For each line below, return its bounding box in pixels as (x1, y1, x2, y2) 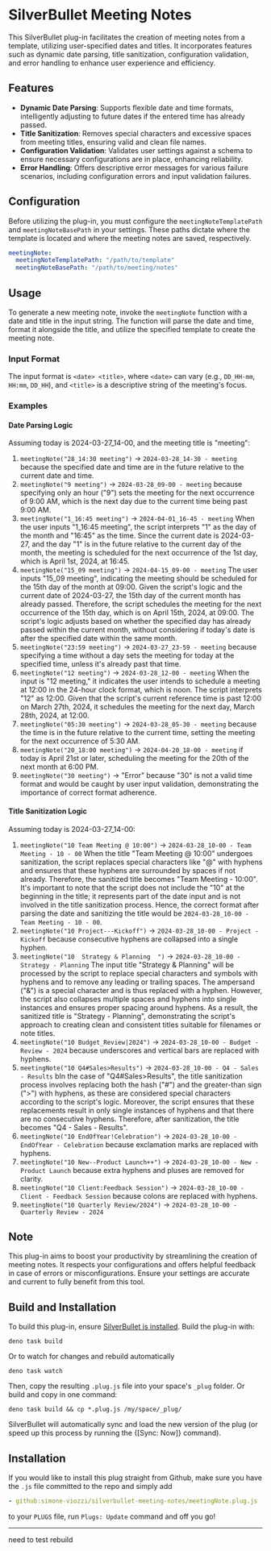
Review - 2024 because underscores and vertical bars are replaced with (19, 1046, 260, 1055)
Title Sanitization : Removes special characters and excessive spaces (19, 128, 252, 138)
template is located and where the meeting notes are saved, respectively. (8, 233, 252, 243)
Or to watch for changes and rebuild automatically (8, 1352, 175, 1362)
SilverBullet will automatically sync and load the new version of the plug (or (8, 1420, 258, 1429)
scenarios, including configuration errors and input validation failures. (19, 171, 252, 181)
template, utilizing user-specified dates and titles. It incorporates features (8, 40, 252, 50)
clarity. (19, 1174, 43, 1183)
